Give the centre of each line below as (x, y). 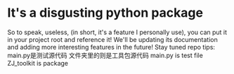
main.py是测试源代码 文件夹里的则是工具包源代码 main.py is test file (105, 55)
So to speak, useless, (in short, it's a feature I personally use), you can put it (117, 32)
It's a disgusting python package (105, 13)
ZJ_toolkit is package (38, 63)
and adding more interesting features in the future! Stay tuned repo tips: (111, 47)
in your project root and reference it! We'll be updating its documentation (112, 39)
